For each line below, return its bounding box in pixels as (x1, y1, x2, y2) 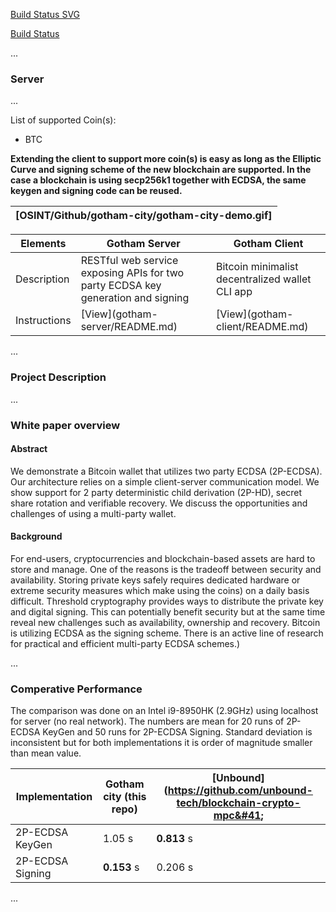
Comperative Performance (10, 682, 143, 696)
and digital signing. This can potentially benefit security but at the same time (10, 605, 326, 618)
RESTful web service (80, 254, 179, 268)
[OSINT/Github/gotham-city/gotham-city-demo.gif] (15, 209, 273, 223)
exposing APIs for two (80, 266, 185, 280)
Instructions (15, 314, 72, 328)
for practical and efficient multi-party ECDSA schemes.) (10, 637, 241, 649)
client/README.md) (216, 320, 309, 334)
